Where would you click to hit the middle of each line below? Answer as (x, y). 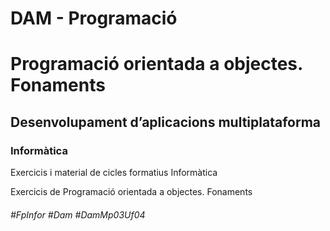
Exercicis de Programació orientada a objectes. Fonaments (131, 192)
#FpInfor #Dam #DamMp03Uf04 (78, 214)
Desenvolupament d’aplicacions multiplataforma (166, 122)
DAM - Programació (94, 18)
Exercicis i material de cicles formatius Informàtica (114, 173)
